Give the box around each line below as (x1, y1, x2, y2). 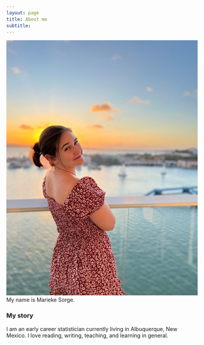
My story (6, 312, 33, 320)
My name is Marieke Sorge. (6, 296, 75, 304)
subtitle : (6, 22, 32, 29)
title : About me (6, 16, 47, 22)
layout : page (6, 10, 39, 16)
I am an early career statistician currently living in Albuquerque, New (6, 325, 178, 332)
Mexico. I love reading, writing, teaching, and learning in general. (6, 332, 169, 339)
